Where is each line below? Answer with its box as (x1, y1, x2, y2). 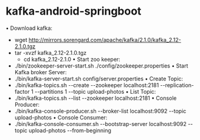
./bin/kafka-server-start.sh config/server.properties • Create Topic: (14, 75, 184, 82)
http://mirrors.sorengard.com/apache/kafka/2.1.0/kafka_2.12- (29, 36, 182, 43)
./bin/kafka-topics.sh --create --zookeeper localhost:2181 (14, 81, 159, 89)
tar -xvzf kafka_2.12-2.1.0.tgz (14, 49, 87, 56)
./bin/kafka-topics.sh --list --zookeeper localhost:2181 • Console (14, 94, 177, 102)
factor (14, 88, 30, 95)
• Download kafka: (5, 24, 53, 32)
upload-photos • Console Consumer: (14, 114, 108, 121)
